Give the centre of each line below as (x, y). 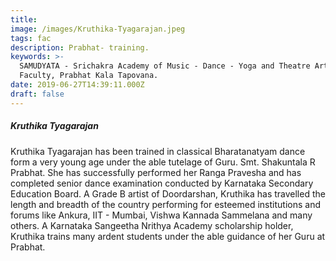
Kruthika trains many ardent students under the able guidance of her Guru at (168, 236)
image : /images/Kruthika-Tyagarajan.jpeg (98, 29)
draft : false (37, 94)
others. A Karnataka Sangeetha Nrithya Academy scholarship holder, (152, 225)
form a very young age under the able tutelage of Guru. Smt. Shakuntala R (163, 162)
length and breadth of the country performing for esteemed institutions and (165, 204)
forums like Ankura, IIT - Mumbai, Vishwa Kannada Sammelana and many (161, 215)
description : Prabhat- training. (80, 47)
